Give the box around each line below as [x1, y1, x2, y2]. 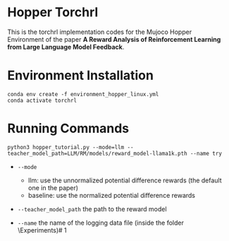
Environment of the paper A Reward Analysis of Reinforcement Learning [7, 35, 221, 43]
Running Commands [7, 121, 130, 136]
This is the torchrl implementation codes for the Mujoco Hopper [7, 28, 192, 36]
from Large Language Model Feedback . [7, 42, 125, 51]
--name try [190, 150, 222, 157]
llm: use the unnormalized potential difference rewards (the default [27, 176, 222, 184]
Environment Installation [7, 68, 154, 83]
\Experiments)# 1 [17, 225, 67, 234]
